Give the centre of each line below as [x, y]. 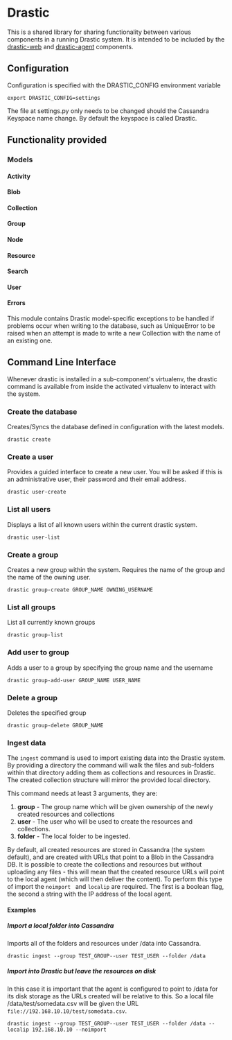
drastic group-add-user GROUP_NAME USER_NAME [74, 680]
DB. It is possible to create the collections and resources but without [105, 865]
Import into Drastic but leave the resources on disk [82, 971]
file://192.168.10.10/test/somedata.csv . [67, 1011]
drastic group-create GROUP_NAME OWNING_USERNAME [80, 590]
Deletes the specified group [47, 713]
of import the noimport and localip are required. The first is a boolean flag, [116, 887]
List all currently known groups [51, 623]
